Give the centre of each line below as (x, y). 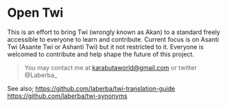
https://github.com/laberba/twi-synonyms (67, 96)
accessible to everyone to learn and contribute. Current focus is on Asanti (113, 39)
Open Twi (36, 13)
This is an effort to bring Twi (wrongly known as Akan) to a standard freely (114, 32)
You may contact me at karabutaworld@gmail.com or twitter (110, 67)
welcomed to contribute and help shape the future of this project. (101, 54)
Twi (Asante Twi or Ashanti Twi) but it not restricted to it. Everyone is (105, 47)
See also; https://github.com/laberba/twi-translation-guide (91, 88)
